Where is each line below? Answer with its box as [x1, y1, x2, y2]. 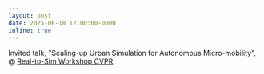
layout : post [8, 11, 52, 20]
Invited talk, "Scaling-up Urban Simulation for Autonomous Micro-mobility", [8, 49, 257, 58]
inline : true [8, 26, 52, 34]
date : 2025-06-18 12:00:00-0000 [8, 19, 116, 27]
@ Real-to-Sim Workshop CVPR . [8, 56, 116, 66]
